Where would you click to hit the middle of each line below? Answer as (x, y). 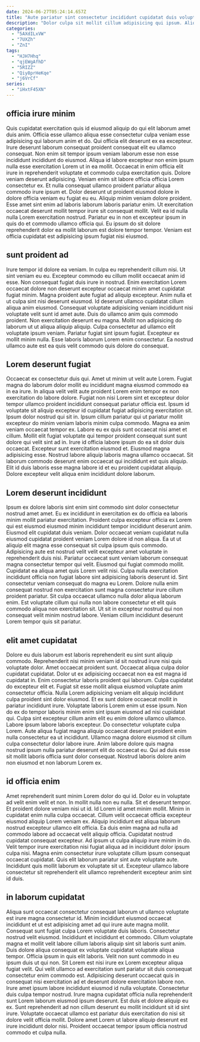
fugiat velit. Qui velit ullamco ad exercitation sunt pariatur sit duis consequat (99, 968)
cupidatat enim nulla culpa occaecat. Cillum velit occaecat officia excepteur (99, 815)
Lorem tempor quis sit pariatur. (44, 622)
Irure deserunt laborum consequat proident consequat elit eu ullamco (91, 147)
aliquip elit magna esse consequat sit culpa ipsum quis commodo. (87, 545)
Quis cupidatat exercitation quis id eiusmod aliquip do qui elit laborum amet (98, 128)
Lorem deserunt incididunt (57, 493)
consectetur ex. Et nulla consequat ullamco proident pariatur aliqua (88, 185)
